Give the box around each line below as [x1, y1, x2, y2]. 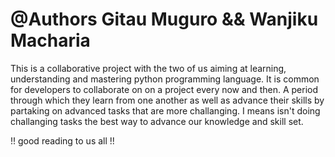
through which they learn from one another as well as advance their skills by [10, 94, 325, 106]
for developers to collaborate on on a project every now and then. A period [10, 83, 318, 95]
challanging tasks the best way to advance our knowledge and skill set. [10, 115, 304, 127]
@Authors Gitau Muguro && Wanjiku [10, 8, 319, 31]
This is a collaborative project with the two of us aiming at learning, [10, 62, 287, 74]
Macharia [10, 29, 91, 52]
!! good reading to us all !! [10, 134, 115, 147]
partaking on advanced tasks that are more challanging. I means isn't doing [10, 104, 321, 117]
